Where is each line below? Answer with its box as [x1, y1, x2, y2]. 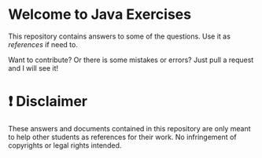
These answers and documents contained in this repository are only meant [8, 123, 251, 133]
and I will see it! [8, 63, 59, 72]
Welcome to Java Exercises [8, 6, 191, 24]
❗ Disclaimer [8, 93, 88, 111]
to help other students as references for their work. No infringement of [8, 132, 238, 141]
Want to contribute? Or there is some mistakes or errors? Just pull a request [8, 55, 254, 64]
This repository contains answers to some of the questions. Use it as [8, 31, 231, 41]
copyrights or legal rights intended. [8, 140, 122, 150]
